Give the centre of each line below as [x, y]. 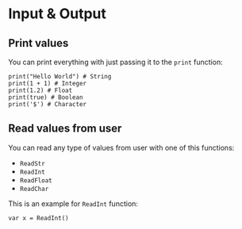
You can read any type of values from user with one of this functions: [121, 147]
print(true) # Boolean [46, 97]
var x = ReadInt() [38, 218]
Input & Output [58, 14]
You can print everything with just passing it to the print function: [116, 62]
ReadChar [34, 189]
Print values [38, 43]
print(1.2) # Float [40, 90]
